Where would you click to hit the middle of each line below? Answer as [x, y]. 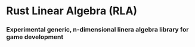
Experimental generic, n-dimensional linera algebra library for [97, 30]
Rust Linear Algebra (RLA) [72, 11]
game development [35, 37]
